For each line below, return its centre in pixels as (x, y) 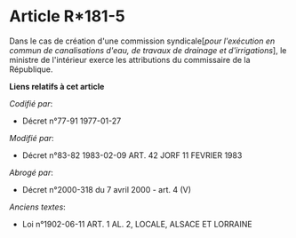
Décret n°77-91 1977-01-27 (72, 121)
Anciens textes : (38, 207)
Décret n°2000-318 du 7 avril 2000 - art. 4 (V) (107, 189)
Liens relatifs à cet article (57, 86)
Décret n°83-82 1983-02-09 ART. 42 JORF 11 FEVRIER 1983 (132, 155)
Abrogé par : (31, 172)
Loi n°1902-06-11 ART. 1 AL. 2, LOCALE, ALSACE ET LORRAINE (137, 224)
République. (31, 69)
